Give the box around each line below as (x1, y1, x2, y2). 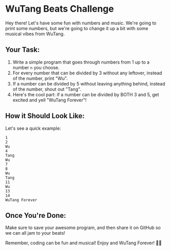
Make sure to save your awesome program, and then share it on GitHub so (5, 225, 161, 231)
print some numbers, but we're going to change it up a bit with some (5, 25, 149, 31)
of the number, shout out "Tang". (12, 86, 81, 92)
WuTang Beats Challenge (5, 3, 114, 15)
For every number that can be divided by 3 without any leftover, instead (12, 70, 162, 76)
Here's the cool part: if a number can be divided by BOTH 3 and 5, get (12, 91, 159, 97)
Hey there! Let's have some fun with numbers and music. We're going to (5, 20, 157, 26)
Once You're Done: (5, 211, 66, 219)
